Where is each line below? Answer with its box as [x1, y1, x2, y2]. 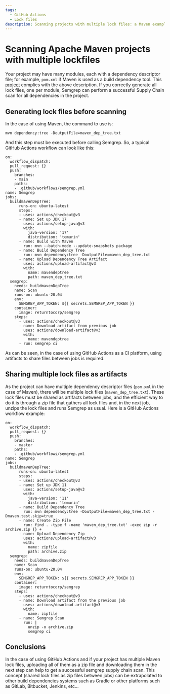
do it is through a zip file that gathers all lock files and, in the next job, [5, 399, 150, 406]
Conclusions [5, 643, 46, 651]
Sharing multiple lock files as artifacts [5, 370, 127, 378]
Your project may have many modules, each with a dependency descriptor [5, 71, 160, 77]
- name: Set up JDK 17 [18, 217, 67, 222]
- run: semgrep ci [18, 341, 58, 346]
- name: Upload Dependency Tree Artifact [18, 257, 108, 262]
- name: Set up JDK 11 [18, 482, 67, 488]
